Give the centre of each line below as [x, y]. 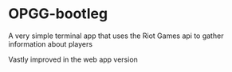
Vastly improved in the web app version [73, 59]
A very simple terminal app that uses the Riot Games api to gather [116, 36]
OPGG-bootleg [58, 14]
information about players [51, 44]
